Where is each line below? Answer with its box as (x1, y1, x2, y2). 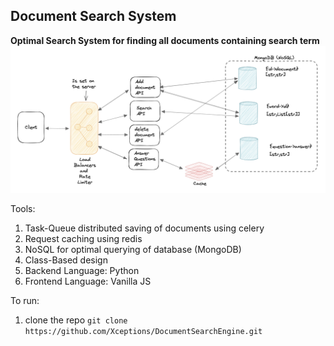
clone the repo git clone (24, 314, 128, 326)
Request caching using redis (24, 233, 143, 245)
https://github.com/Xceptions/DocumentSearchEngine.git (24, 327, 263, 337)
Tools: (10, 203, 36, 215)
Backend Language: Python (24, 265, 140, 277)
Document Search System (10, 8, 177, 25)
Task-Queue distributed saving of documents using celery (24, 222, 265, 234)
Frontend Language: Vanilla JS (24, 275, 152, 288)
